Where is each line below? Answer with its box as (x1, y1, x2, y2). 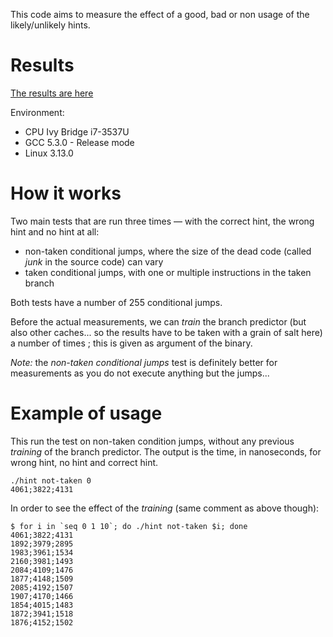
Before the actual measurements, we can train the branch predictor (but (10, 315, 307, 328)
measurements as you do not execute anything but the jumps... (10, 367, 270, 379)
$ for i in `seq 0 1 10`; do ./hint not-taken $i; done (10, 521, 248, 531)
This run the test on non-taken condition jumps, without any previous (10, 435, 295, 447)
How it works (10, 182, 122, 205)
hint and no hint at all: (10, 225, 100, 238)
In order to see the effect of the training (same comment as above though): (10, 502, 320, 514)
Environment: (10, 106, 65, 118)
